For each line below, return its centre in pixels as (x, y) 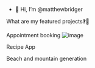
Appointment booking (33, 35)
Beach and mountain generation (47, 58)
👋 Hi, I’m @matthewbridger (49, 9)
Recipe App (21, 47)
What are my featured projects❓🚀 (48, 21)
